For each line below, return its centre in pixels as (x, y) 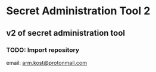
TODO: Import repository (43, 50)
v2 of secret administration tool (66, 33)
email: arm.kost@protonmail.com (47, 62)
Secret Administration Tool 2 (78, 11)
